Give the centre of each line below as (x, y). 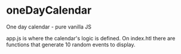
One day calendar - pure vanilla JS (49, 27)
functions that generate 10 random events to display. (71, 45)
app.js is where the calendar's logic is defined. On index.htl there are (91, 38)
